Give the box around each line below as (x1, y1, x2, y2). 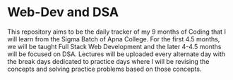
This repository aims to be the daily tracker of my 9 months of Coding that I (7, 27, 226, 36)
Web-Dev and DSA (7, 4, 119, 20)
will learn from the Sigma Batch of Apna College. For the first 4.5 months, (7, 34, 220, 43)
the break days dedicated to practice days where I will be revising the (7, 57, 210, 65)
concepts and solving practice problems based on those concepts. (7, 65, 202, 73)
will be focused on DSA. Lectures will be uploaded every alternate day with (7, 50, 226, 58)
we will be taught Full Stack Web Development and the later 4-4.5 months (7, 42, 222, 51)
